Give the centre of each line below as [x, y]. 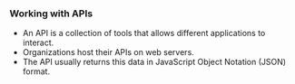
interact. [38, 42]
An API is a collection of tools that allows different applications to [144, 33]
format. [36, 71]
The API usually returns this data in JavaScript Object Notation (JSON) [154, 62]
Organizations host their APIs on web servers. [108, 52]
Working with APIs [51, 14]
